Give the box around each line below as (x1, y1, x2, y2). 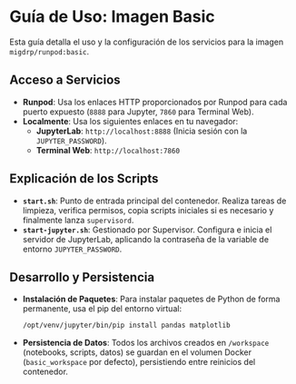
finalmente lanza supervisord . (22, 214, 134, 225)
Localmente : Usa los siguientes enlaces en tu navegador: (22, 115, 239, 126)
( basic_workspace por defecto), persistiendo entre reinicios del (22, 357, 256, 368)
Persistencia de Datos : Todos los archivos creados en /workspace (22, 338, 270, 349)
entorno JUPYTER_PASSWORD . (22, 243, 123, 254)
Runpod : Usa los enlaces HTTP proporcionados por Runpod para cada (22, 96, 288, 107)
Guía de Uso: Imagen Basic (9, 6, 215, 27)
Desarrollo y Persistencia (9, 270, 155, 285)
